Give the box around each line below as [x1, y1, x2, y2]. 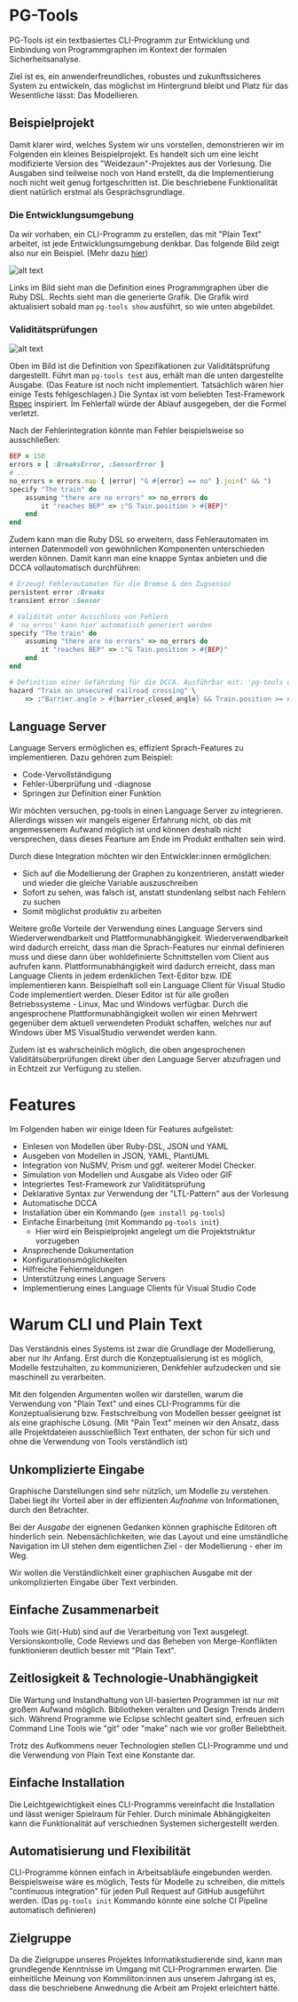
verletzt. [9, 408, 40, 419]
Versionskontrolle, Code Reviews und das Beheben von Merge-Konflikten [9, 1636, 278, 1646]
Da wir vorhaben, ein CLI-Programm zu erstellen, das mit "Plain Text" [9, 229, 262, 240]
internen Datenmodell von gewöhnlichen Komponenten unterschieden [9, 543, 265, 554]
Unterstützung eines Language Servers [21, 1274, 166, 1284]
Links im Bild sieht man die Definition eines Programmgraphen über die [9, 282, 269, 293]
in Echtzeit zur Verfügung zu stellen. [9, 1064, 142, 1074]
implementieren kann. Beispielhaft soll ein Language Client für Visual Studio [9, 980, 286, 991]
